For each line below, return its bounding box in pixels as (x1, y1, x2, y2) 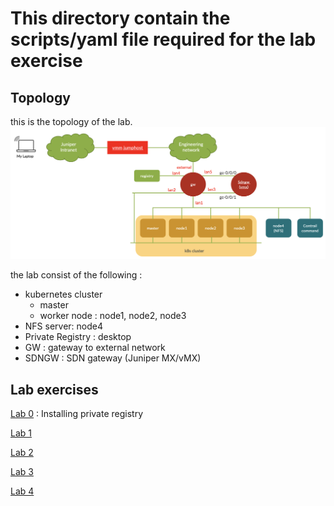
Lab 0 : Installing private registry (10, 407, 144, 419)
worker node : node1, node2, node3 (39, 310, 187, 322)
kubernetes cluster (24, 288, 103, 301)
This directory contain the (10, 7, 231, 30)
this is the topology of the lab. (10, 116, 133, 127)
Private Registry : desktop (24, 331, 132, 343)
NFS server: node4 (24, 320, 104, 332)
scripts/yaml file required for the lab (10, 28, 317, 51)
